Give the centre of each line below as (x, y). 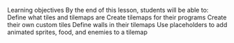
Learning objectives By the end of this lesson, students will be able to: (108, 10)
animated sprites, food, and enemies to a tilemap (78, 32)
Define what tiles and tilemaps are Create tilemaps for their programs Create (117, 17)
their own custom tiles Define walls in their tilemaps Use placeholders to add (117, 25)
